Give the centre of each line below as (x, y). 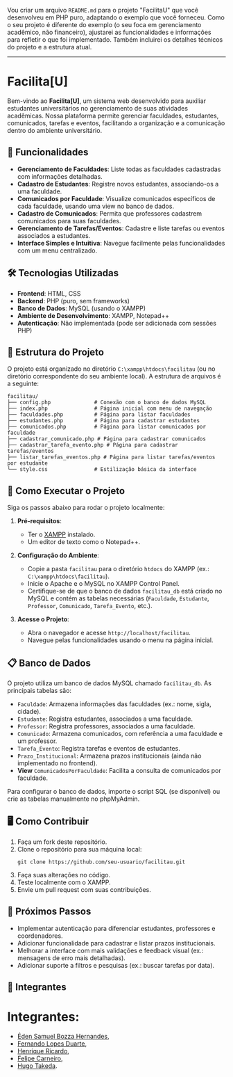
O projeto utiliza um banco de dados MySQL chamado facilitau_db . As (109, 683)
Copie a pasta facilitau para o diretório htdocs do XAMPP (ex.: (118, 569)
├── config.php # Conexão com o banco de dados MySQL (107, 403)
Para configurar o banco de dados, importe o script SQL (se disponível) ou (114, 791)
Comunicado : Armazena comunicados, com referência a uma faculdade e (120, 734)
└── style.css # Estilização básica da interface (102, 470)
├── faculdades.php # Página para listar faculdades (99, 415)
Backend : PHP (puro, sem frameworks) (74, 301)
